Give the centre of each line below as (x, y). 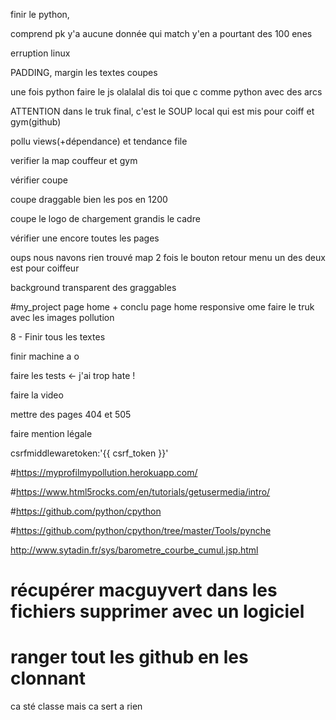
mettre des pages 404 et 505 (71, 414)
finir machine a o (45, 356)
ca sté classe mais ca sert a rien (76, 706)
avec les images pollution (62, 317)
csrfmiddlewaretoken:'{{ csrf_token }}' (89, 453)
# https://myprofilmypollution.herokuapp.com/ (104, 472)
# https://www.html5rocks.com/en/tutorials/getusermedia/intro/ (140, 492)
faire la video (37, 395)
